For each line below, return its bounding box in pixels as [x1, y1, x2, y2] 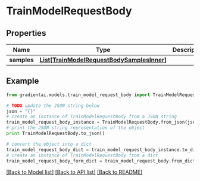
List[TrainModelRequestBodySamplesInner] [39, 56, 167, 64]
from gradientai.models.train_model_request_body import [6, 91, 151, 98]
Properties [6, 28, 46, 38]
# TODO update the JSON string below [6, 103, 100, 109]
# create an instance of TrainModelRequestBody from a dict [6, 152, 159, 158]
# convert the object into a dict [6, 141, 92, 147]
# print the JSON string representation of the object [6, 125, 145, 131]
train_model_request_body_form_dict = [6, 158, 102, 164]
